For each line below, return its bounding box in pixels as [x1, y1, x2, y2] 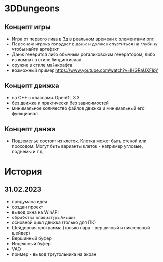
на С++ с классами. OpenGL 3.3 [11, 94, 80, 100]
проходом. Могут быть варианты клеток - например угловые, [11, 143, 143, 149]
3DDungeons [4, 3, 60, 14]
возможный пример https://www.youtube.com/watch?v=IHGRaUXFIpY [11, 67, 159, 73]
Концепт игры [4, 23, 51, 31]
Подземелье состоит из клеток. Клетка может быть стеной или [11, 138, 147, 144]
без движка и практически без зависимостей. [11, 100, 110, 106]
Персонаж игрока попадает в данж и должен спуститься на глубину [11, 41, 158, 47]
